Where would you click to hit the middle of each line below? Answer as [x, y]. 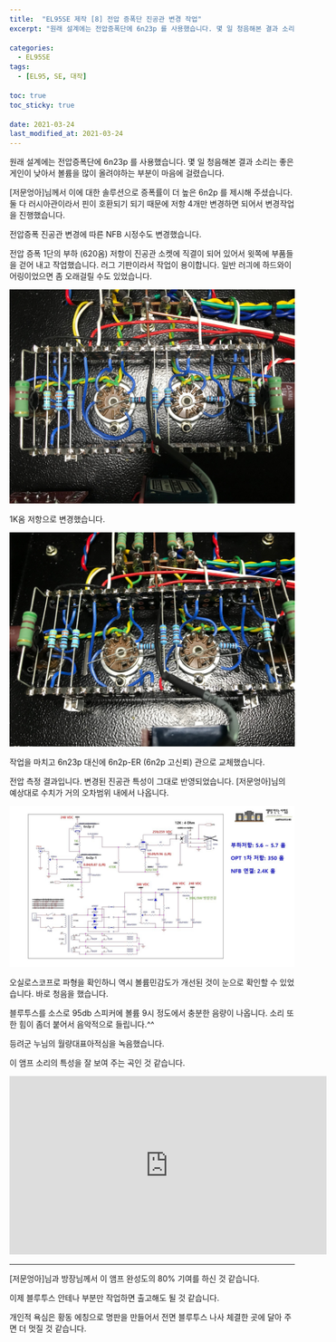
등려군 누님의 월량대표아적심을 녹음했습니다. [87, 1043]
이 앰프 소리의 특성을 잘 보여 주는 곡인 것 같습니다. [97, 1062]
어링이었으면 [32, 276]
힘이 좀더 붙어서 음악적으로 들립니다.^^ [86, 1024]
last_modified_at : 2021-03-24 [67, 134]
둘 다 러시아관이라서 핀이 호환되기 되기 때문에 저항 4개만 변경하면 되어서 [136, 204]
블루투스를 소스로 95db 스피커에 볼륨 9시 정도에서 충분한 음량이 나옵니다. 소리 [147, 1013]
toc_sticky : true [42, 105]
